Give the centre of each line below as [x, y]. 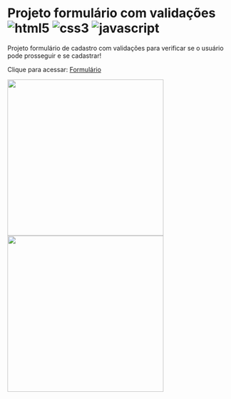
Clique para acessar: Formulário [55, 69]
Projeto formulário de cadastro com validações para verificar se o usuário [115, 48]
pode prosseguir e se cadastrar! [55, 56]
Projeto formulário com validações [112, 13]
